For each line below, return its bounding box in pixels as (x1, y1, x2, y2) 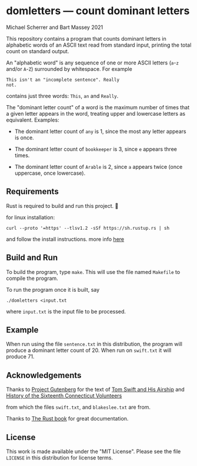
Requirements (6, 187, 59, 197)
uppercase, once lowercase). (14, 170, 86, 177)
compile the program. (6, 275, 59, 282)
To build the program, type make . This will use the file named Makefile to (6, 268, 181, 275)
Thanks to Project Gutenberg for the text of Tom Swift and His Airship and (6, 386, 185, 393)
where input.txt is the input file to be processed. (6, 308, 126, 315)
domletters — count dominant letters (6, 4, 190, 18)
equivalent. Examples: (6, 116, 60, 123)
